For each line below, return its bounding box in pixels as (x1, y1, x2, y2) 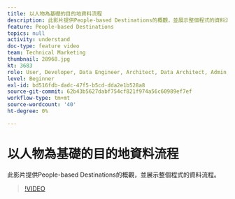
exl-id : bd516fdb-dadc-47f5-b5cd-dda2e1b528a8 (7, 82, 145, 89)
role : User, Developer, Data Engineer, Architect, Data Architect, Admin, (7, 68, 230, 75)
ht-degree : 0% (7, 108, 49, 115)
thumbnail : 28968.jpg (7, 56, 71, 63)
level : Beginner (7, 75, 55, 82)
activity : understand (7, 36, 71, 43)
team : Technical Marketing (7, 50, 86, 57)
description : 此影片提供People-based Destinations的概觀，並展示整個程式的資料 (7, 17, 225, 24)
